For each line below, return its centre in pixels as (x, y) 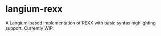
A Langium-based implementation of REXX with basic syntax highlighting (81, 23)
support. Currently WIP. (30, 28)
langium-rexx (34, 9)
